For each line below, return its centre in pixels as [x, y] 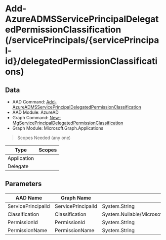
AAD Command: [29, 102]
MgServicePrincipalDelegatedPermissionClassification [68, 123]
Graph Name [76, 197]
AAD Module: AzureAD [35, 112]
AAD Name [29, 197]
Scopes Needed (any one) [44, 138]
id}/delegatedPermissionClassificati [81, 61]
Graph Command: [30, 118]
